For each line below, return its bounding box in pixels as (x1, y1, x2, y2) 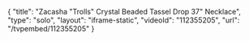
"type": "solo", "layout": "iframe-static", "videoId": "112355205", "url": (7, 15, 240, 25)
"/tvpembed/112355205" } (7, 24, 95, 33)
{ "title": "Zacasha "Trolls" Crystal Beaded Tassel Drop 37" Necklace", (7, 7, 241, 16)
